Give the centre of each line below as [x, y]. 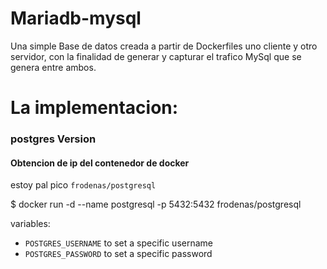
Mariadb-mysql [76, 18]
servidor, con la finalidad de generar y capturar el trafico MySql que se [156, 56]
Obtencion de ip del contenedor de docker [100, 163]
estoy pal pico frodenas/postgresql [83, 185]
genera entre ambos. [53, 67]
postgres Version [53, 139]
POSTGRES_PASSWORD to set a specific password [118, 254]
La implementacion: [94, 108]
